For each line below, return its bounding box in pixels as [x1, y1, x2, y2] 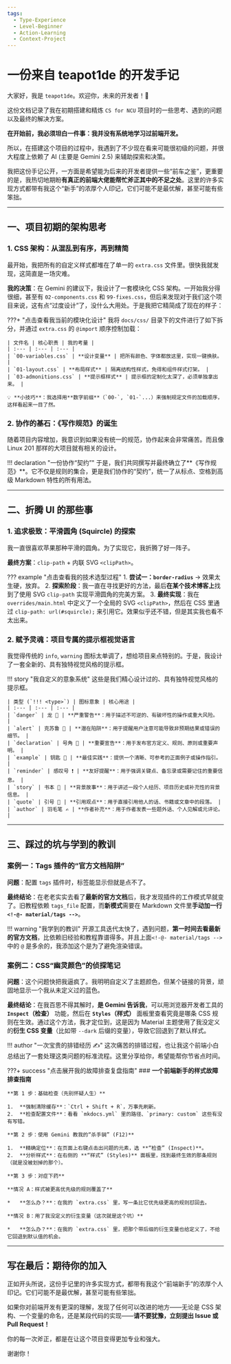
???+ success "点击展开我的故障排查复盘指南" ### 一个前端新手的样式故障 [7, 1067, 219, 1075]
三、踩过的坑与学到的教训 [7, 838, 115, 850]
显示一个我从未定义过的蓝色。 [19, 986, 104, 995]
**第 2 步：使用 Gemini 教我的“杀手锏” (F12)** [7, 1132, 135, 1138]
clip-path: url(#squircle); [14, 608, 96, 616]
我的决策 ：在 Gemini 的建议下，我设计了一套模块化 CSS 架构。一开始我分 [7, 283, 214, 292]
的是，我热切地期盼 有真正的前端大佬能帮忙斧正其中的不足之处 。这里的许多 [7, 176, 218, 184]
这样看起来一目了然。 [7, 401, 58, 408]
